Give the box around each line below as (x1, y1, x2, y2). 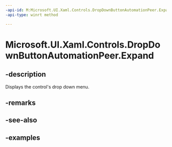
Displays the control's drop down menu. (5, 83, 90, 90)
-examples (5, 133, 40, 142)
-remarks (5, 98, 36, 107)
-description (5, 70, 46, 79)
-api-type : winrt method (5, 12, 58, 17)
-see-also (5, 116, 37, 124)
